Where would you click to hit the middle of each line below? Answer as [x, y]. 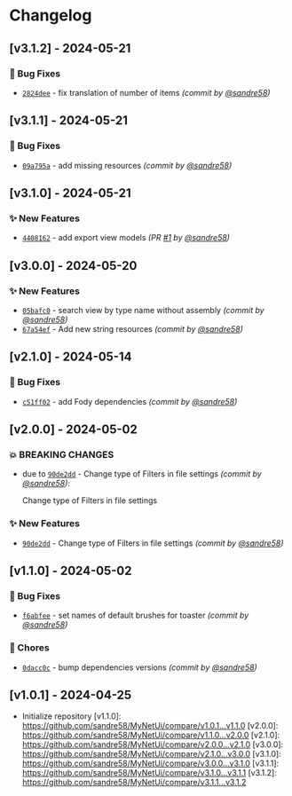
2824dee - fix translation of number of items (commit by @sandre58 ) [146, 92]
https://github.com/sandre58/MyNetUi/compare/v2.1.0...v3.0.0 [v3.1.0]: [151, 754]
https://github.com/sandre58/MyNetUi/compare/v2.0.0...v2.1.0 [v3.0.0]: [153, 745]
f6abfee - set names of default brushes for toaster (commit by [135, 615]
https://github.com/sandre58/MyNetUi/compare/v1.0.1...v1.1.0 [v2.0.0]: [150, 726]
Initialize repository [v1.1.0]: [71, 716]
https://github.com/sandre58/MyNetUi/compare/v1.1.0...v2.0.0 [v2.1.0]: [151, 735]
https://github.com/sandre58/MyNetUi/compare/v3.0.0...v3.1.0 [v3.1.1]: [150, 763]
